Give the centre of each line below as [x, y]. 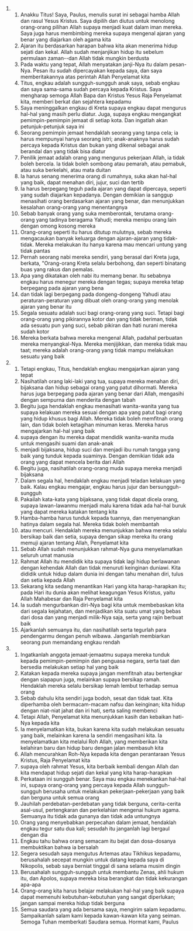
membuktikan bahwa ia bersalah [59, 847]
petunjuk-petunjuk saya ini [52, 126]
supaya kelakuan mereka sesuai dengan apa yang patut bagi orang [101, 412]
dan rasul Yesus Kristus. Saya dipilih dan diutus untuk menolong [97, 21]
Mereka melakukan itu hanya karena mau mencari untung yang [111, 244]
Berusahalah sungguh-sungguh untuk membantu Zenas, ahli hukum [102, 872]
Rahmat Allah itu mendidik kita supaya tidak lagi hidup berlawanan [100, 561]
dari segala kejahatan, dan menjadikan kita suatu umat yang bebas [101, 611]
